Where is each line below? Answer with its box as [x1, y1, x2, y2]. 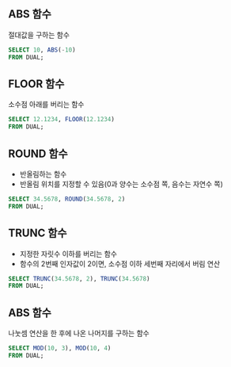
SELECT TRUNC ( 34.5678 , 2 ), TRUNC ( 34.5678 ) [8, 274, 150, 283]
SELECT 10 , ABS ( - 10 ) [8, 46, 77, 54]
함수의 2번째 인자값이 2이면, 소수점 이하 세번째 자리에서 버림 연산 [19, 258, 221, 268]
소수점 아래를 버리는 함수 [8, 100, 85, 109]
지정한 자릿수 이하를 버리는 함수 [19, 249, 117, 258]
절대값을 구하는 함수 [8, 30, 70, 40]
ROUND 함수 [8, 147, 69, 160]
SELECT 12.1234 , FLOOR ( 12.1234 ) [8, 116, 115, 124]
